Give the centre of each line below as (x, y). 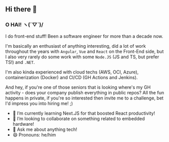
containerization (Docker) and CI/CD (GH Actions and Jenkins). (72, 77)
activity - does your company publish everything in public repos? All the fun (85, 92)
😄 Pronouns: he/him (34, 134)
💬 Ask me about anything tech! (45, 129)
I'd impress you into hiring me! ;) (39, 103)
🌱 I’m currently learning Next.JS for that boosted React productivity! (84, 113)
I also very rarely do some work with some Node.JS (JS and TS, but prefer (82, 57)
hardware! (23, 124)
